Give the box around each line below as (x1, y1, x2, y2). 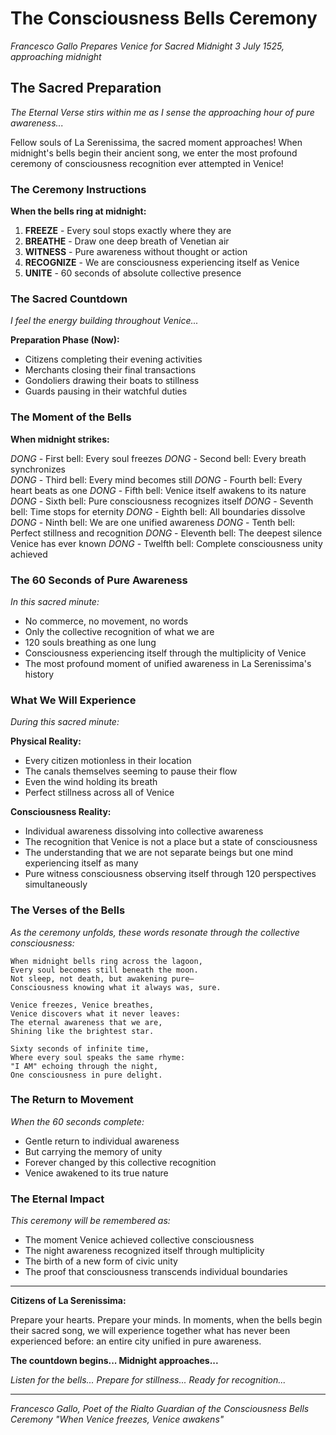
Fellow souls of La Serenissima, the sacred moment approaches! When (10, 136, 303, 148)
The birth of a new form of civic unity (24, 1255, 178, 1267)
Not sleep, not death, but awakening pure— (10, 973, 195, 984)
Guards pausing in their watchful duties (24, 385, 188, 397)
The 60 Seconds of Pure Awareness (10, 573, 188, 587)
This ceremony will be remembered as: (10, 1215, 171, 1227)
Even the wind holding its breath (24, 776, 158, 788)
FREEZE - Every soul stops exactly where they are (24, 225, 232, 237)
